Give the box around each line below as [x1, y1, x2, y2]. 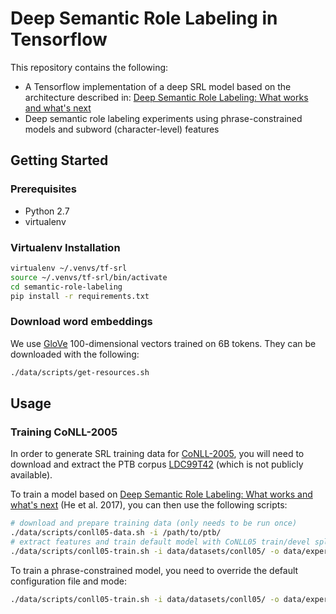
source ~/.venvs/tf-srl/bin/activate [10, 272, 168, 282]
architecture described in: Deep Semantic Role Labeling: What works [24, 91, 309, 103]
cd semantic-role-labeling [10, 282, 123, 292]
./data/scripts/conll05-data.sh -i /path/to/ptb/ [10, 528, 222, 538]
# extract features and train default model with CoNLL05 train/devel [10, 537, 311, 547]
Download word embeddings [10, 315, 153, 329]
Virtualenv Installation [10, 240, 121, 254]
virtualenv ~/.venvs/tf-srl [10, 263, 128, 273]
